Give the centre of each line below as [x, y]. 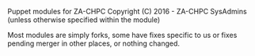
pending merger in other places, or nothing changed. [93, 43]
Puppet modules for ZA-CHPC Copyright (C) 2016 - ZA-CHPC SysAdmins [127, 11]
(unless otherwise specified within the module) [84, 20]
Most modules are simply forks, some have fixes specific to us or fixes [122, 35]
